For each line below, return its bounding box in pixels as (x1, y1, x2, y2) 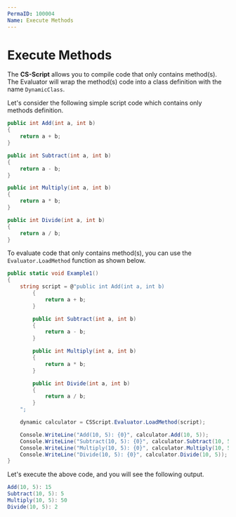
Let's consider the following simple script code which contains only (7, 99, 202, 107)
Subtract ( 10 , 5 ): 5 (7, 490, 65, 497)
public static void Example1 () (7, 270, 99, 277)
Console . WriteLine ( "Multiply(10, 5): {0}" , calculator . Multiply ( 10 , (20, 444, 225, 452)
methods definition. (7, 106, 64, 114)
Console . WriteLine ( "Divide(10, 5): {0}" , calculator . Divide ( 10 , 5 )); (20, 451, 228, 458)
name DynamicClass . (7, 85, 65, 93)
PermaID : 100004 (7, 10, 55, 18)
